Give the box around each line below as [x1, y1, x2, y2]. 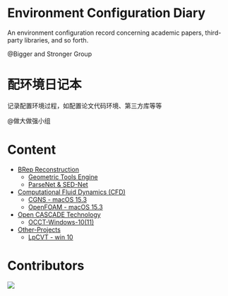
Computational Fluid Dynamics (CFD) [17, 188, 126, 196]
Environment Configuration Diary [7, 5, 206, 21]
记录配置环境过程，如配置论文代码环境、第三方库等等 [7, 101, 162, 110]
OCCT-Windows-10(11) [28, 217, 95, 226]
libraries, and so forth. [24, 35, 89, 44]
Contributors [7, 258, 85, 273]
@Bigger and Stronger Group [7, 50, 92, 58]
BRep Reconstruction [17, 165, 80, 173]
